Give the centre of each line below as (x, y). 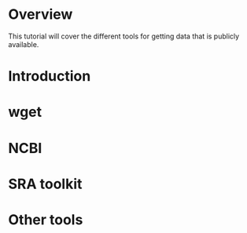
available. (24, 44)
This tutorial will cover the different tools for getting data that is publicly (124, 36)
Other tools (46, 219)
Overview (41, 15)
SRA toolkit (45, 184)
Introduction (50, 76)
